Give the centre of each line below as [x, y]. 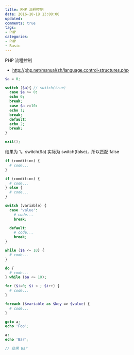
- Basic [13, 46]
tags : [10, 28]
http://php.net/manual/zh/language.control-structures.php [70, 70]
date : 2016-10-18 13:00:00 [32, 14]
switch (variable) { [26, 206]
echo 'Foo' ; [17, 326]
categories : [17, 37]
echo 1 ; [17, 110]
